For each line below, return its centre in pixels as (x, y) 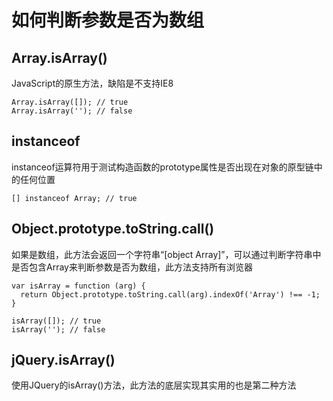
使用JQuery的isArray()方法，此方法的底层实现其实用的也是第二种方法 (154, 385)
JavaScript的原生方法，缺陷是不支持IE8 (92, 83)
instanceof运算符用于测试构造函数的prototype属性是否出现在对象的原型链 (162, 167)
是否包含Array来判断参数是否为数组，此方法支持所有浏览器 (132, 267)
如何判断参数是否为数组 (108, 20)
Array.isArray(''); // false (72, 111)
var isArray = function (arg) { (78, 286)
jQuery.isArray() (63, 360)
